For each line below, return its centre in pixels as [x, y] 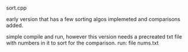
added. [15, 25]
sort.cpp [17, 8]
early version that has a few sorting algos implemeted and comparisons [93, 19]
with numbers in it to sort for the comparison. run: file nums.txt [82, 43]
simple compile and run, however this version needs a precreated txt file [94, 37]
